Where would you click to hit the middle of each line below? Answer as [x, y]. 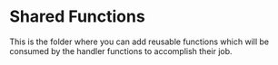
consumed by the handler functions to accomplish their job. [121, 51]
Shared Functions [77, 17]
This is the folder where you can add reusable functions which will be [139, 42]
